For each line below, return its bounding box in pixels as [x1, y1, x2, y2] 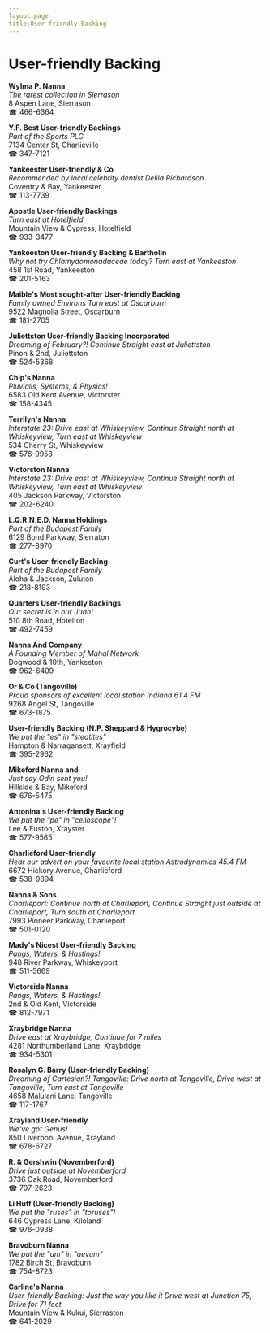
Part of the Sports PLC [8, 132, 84, 141]
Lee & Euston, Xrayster [8, 824, 85, 834]
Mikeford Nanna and [8, 765, 79, 775]
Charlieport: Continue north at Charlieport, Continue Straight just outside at [8, 899, 261, 909]
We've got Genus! [8, 1124, 68, 1134]
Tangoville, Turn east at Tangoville [8, 1083, 124, 1092]
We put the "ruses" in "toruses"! [8, 1208, 116, 1218]
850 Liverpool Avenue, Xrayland [8, 1133, 116, 1143]
